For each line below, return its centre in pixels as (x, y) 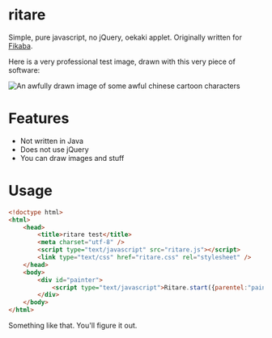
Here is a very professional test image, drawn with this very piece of (122, 61)
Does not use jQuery (54, 149)
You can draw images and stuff (72, 158)
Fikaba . (21, 45)
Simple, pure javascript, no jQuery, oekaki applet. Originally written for (125, 37)
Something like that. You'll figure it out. (73, 326)
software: (24, 70)
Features (39, 118)
